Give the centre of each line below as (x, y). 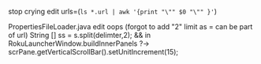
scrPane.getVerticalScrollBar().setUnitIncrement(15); (93, 52)
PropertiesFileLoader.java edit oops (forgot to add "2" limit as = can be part (130, 26)
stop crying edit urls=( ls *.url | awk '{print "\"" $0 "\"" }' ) (112, 11)
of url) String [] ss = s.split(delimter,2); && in (80, 35)
